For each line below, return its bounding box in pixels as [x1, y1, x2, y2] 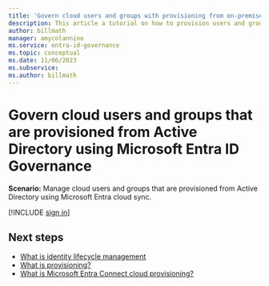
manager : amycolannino [8, 34, 84, 42]
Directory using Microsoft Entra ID [8, 139, 240, 158]
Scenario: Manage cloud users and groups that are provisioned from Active [8, 183, 259, 193]
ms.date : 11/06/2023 [8, 57, 78, 65]
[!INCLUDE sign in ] [8, 207, 70, 217]
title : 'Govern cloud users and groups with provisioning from [8, 11, 224, 20]
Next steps [8, 230, 64, 244]
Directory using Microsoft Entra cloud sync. [8, 191, 152, 201]
